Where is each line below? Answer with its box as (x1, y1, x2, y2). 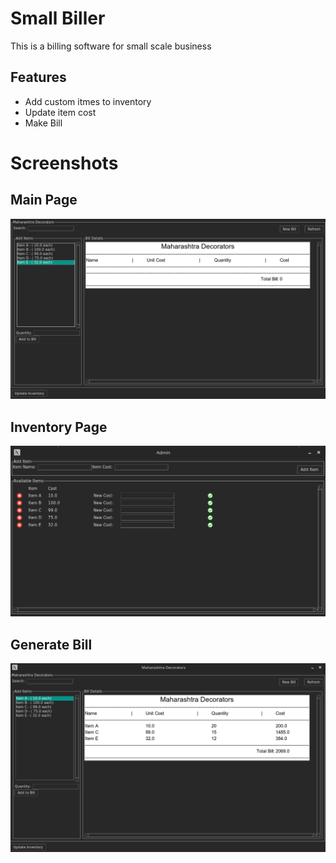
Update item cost (24, 106, 97, 118)
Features (10, 69, 67, 86)
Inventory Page (10, 418, 108, 436)
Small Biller (10, 7, 106, 30)
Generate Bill (10, 636, 93, 653)
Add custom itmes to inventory (24, 95, 152, 107)
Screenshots (10, 152, 119, 174)
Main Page (10, 192, 78, 209)
